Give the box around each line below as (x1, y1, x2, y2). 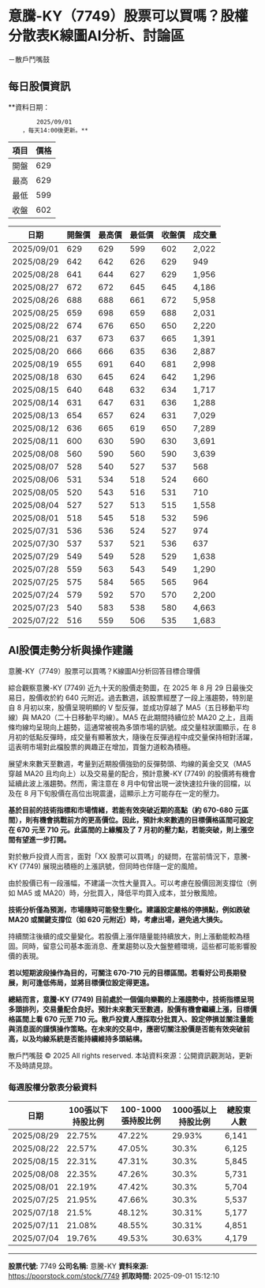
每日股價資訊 (8, 80, 71, 93)
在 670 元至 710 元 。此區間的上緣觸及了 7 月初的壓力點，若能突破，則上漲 (8, 825, 248, 834)
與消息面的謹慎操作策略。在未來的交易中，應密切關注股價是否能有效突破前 (8, 1024, 250, 1033)
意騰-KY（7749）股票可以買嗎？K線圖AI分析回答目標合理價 (8, 666, 201, 675)
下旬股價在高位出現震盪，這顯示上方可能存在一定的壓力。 (36, 788, 224, 797)
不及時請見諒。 (8, 1060, 57, 1070)
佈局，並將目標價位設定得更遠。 (49, 977, 154, 987)
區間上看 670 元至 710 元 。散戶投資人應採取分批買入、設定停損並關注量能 (14, 1014, 254, 1024)
